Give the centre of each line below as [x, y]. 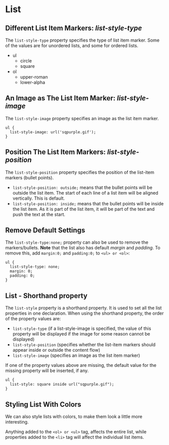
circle [26, 61]
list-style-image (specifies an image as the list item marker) [76, 355]
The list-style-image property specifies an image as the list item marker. [82, 118]
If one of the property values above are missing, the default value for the [81, 365]
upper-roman [34, 77]
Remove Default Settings [45, 230]
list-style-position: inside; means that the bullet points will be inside [88, 203]
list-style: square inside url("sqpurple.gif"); [62, 384]
